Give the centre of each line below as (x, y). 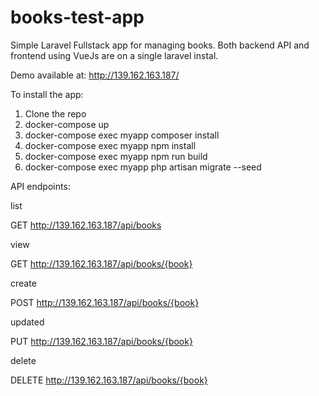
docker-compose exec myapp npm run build (116, 156)
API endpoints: (40, 186)
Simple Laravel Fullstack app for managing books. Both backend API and (160, 45)
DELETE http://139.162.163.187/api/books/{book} (109, 380)
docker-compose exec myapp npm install (110, 145)
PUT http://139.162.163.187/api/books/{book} (101, 341)
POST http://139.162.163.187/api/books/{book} (105, 302)
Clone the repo (55, 113)
